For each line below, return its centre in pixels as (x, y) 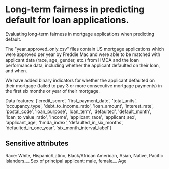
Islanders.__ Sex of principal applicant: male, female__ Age (66, 161)
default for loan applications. (67, 20)
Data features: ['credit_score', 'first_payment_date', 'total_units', (71, 101)
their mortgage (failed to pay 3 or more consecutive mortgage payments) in (84, 86)
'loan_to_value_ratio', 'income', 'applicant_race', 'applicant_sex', (71, 117)
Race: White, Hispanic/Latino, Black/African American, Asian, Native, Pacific (84, 155)
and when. (16, 70)
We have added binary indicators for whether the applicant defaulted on (80, 80)
